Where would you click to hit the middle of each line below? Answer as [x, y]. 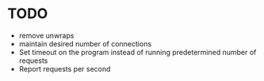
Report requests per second [65, 68]
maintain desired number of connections [85, 43]
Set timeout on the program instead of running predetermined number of [138, 52]
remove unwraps [46, 35]
